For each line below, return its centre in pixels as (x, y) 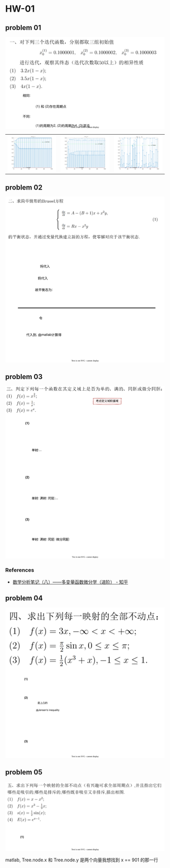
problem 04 (24, 598)
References (20, 570)
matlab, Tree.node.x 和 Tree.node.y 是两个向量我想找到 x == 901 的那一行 (82, 860)
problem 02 (24, 188)
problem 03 (24, 377)
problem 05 (24, 772)
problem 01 (23, 28)
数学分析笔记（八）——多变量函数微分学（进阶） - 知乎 (70, 582)
